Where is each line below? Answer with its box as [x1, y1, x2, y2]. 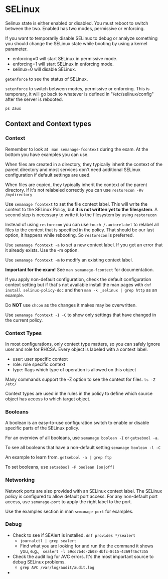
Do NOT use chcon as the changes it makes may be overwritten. [5, 302, 137, 308]
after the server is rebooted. [5, 96, 63, 102]
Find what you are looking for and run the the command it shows [20, 543, 154, 549]
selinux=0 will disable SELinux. [12, 66, 76, 72]
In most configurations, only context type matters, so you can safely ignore [5, 341, 160, 347]
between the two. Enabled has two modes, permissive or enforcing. [5, 25, 145, 31]
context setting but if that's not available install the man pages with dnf [5, 281, 151, 287]
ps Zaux [5, 106, 22, 111]
